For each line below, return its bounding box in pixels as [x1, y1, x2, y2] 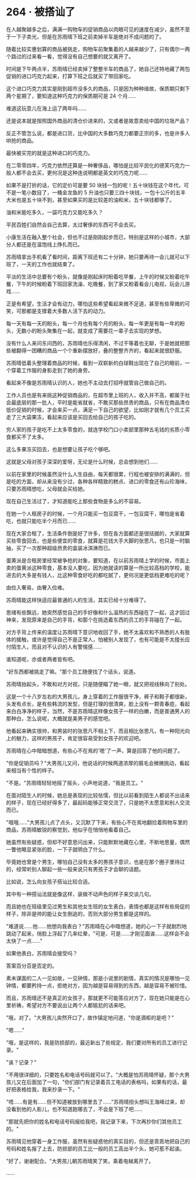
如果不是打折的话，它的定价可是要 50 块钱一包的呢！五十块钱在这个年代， [6, 181, 184, 188]
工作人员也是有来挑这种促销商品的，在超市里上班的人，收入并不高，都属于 [6, 392, 185, 399]
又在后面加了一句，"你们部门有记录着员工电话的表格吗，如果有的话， [16, 1078, 183, 1086]
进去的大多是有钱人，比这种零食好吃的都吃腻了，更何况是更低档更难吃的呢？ [6, 571, 190, 578]
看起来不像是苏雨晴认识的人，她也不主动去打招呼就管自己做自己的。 [6, 379, 170, 386]
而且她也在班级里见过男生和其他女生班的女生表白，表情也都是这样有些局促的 [6, 902, 190, 910]
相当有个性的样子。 [10, 767, 57, 774]
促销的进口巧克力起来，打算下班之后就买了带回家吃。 [6, 73, 134, 80]
